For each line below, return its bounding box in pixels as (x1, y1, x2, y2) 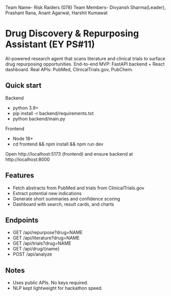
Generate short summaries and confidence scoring (12, 196, 120, 202)
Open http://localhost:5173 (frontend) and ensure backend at (5, 151, 133, 157)
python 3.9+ (12, 104, 39, 111)
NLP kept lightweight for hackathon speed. (12, 285, 103, 291)
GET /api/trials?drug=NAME (12, 240, 71, 246)
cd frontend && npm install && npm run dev (12, 141, 104, 147)
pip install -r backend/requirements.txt (12, 110, 94, 116)
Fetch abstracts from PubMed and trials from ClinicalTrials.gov (12, 184, 144, 191)
